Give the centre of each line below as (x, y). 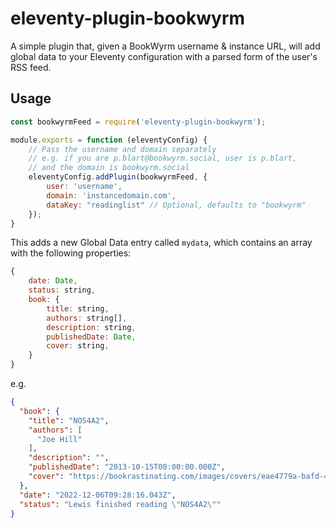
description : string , (91, 327)
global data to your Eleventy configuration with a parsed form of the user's (164, 56)
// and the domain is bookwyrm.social (109, 168)
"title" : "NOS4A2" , (69, 420)
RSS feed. (31, 67)
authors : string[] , (87, 318)
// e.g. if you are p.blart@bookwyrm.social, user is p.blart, (163, 158)
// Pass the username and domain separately (122, 149)
